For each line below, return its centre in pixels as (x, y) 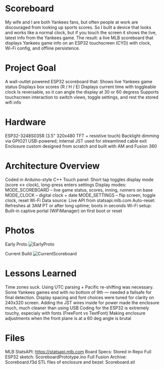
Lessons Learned (41, 273)
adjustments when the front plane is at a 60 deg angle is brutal (68, 318)
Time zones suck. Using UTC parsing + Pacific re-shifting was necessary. (80, 287)
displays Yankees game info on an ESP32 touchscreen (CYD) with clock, (78, 43)
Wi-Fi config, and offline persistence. (43, 48)
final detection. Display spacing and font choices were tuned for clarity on (80, 297)
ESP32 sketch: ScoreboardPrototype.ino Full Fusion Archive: (66, 357)
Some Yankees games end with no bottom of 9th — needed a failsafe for (78, 292)
